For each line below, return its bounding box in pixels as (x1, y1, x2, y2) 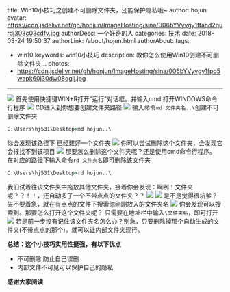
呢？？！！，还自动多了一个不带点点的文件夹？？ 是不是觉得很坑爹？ (7, 191, 218, 200)
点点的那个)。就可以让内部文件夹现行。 (33, 225, 144, 234)
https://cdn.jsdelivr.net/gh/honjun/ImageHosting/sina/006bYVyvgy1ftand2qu (7, 21, 223, 29)
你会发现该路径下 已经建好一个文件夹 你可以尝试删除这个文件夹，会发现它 (7, 139, 223, 147)
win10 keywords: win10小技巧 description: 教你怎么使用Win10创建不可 (16, 51, 214, 59)
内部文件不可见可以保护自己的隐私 (16, 263, 114, 271)
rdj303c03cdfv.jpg (7, 29, 60, 37)
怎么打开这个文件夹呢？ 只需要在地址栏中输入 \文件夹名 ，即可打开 (36, 208, 218, 217)
